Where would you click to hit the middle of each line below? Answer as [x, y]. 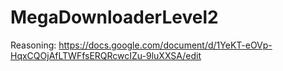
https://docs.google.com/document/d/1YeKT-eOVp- [165, 45]
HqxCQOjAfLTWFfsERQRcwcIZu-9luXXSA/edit [106, 55]
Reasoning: [33, 45]
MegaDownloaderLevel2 [114, 17]
